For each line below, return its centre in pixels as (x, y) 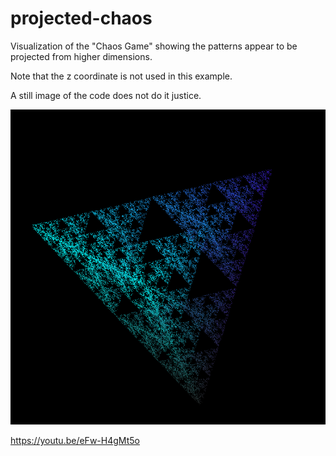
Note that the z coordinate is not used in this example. (121, 76)
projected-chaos (81, 18)
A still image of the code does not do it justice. (106, 95)
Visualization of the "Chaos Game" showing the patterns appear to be (154, 46)
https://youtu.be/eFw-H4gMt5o (75, 440)
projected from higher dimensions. (81, 56)
